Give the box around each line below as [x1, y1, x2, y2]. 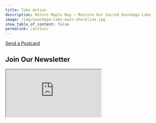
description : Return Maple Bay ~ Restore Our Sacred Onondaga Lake [5, 12, 151, 17]
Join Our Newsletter [5, 55, 70, 64]
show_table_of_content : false [5, 21, 70, 27]
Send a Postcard [5, 40, 40, 46]
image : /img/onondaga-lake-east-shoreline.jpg [5, 17, 106, 22]
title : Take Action [5, 7, 47, 13]
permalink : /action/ [5, 26, 49, 32]
